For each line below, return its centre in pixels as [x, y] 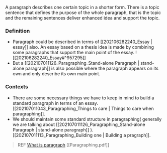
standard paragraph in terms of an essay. [55, 103]
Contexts [17, 87]
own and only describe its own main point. [56, 74]
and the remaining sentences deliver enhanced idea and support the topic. [82, 18]
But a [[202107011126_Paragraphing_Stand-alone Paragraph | [76, 63]
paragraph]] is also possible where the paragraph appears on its [92, 68]
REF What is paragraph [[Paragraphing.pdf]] [63, 144]
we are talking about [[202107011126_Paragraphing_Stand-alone [79, 124]
